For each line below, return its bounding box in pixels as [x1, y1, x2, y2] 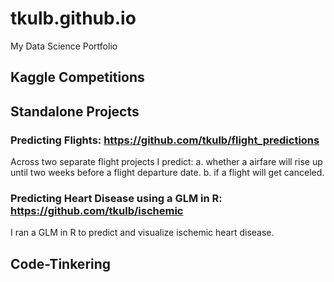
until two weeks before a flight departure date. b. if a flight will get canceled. [10, 167, 325, 179]
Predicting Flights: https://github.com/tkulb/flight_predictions [10, 133, 320, 147]
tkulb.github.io [10, 7, 137, 30]
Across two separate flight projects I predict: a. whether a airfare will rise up [10, 156, 323, 168]
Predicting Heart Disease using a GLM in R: [10, 191, 223, 205]
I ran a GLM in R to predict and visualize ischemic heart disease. [10, 227, 275, 239]
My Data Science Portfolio [10, 40, 118, 52]
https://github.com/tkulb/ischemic [10, 203, 184, 217]
